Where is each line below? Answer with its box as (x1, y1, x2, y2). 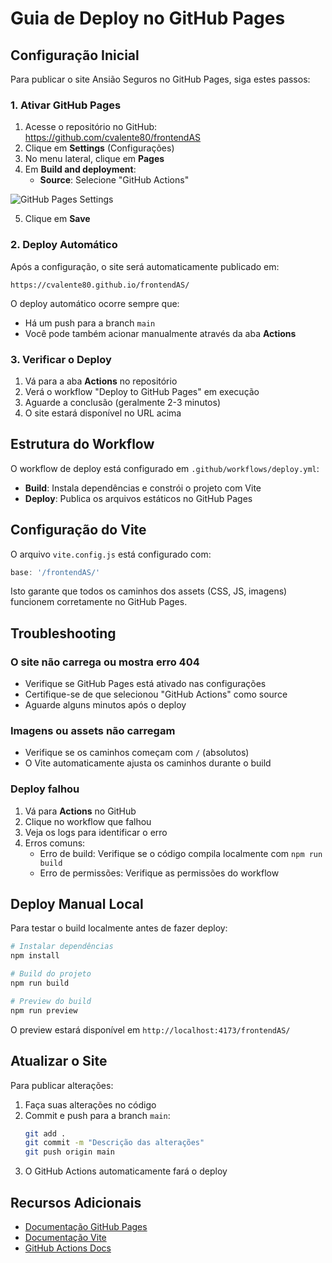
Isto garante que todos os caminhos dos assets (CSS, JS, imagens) (10, 585, 288, 597)
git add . (24, 1128, 67, 1139)
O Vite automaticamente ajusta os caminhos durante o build (24, 757, 272, 769)
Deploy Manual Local (10, 896, 144, 913)
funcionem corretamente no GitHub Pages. (10, 596, 188, 608)
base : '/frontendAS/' (10, 567, 101, 577)
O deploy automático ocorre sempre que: (10, 297, 180, 309)
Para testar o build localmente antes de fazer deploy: (10, 922, 228, 934)
